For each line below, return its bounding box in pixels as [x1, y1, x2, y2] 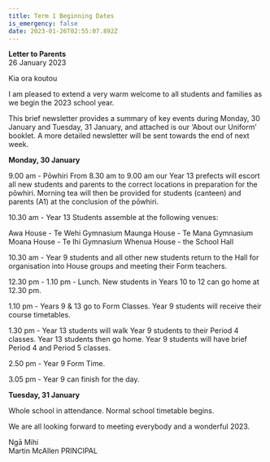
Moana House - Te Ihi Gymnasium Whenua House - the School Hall [8, 237, 234, 247]
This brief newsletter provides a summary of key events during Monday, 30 [8, 114, 260, 123]
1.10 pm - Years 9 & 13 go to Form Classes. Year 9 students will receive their [8, 301, 262, 311]
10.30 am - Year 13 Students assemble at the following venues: [8, 213, 219, 222]
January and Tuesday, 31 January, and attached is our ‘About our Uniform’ [8, 123, 257, 132]
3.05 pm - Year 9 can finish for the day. [8, 374, 140, 384]
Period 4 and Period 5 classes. [8, 343, 111, 353]
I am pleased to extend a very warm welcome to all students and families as [8, 89, 263, 99]
